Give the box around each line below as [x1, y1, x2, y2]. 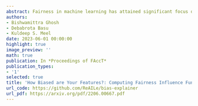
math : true [6, 52, 33, 58]
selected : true [6, 74, 44, 80]
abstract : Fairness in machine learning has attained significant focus [6, 8, 189, 15]
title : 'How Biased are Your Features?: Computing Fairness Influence [6, 80, 183, 86]
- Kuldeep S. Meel [6, 31, 51, 37]
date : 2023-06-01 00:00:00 [6, 36, 72, 42]
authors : [6, 14, 28, 20]
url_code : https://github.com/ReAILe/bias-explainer [6, 85, 138, 91]
